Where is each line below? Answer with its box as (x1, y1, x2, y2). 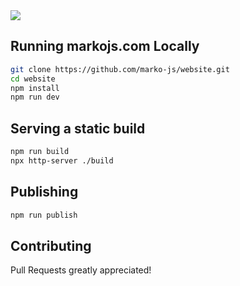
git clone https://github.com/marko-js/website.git (10, 64, 230, 74)
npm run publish (10, 210, 78, 220)
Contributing (10, 237, 92, 254)
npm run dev (10, 92, 60, 103)
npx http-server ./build (10, 156, 114, 166)
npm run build (10, 147, 70, 157)
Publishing (10, 184, 79, 201)
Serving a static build (10, 120, 146, 137)
